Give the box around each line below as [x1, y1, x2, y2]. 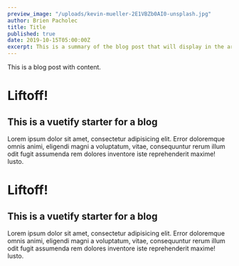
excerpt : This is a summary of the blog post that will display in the [7, 43, 224, 50]
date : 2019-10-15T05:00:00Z [7, 37, 91, 44]
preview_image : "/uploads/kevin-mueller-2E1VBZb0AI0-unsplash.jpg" [7, 10, 212, 18]
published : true [7, 30, 55, 38]
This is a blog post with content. [7, 63, 102, 71]
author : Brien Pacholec [7, 17, 78, 24]
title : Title [7, 23, 46, 31]
